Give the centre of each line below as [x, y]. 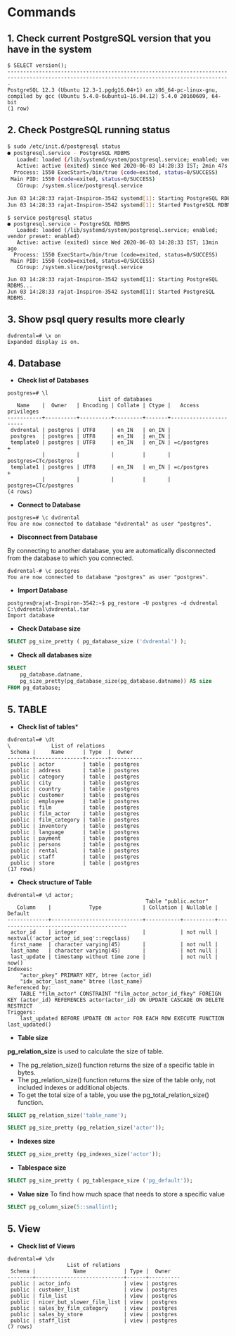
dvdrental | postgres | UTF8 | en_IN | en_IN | [91, 431]
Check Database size [49, 629]
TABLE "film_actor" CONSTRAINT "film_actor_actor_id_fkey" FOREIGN [120, 994]
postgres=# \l [28, 393]
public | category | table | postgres [75, 777]
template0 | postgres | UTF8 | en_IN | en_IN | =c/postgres [110, 443]
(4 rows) [20, 492]
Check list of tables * [48, 726]
